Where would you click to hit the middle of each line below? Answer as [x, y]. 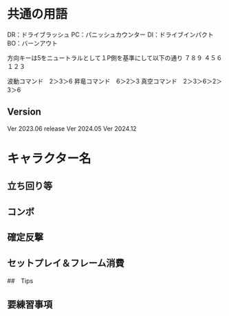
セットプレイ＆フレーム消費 [66, 263]
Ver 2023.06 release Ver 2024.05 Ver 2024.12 [72, 128]
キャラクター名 [49, 158]
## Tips [20, 281]
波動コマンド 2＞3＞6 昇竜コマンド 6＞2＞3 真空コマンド [92, 81]
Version [24, 112]
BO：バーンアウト [33, 43]
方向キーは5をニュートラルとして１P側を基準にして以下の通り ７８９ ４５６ [115, 58]
